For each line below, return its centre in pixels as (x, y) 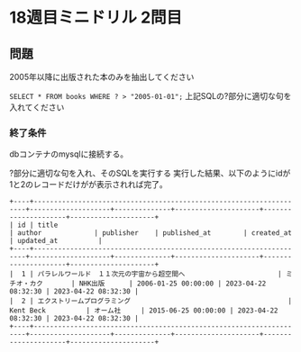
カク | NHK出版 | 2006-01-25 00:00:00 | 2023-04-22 (148, 284)
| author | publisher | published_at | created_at (151, 233)
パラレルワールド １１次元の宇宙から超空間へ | (160, 275)
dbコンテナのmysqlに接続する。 (69, 154)
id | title (38, 225)
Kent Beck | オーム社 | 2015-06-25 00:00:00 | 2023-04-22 (144, 311)
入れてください (37, 107)
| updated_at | (56, 241)
